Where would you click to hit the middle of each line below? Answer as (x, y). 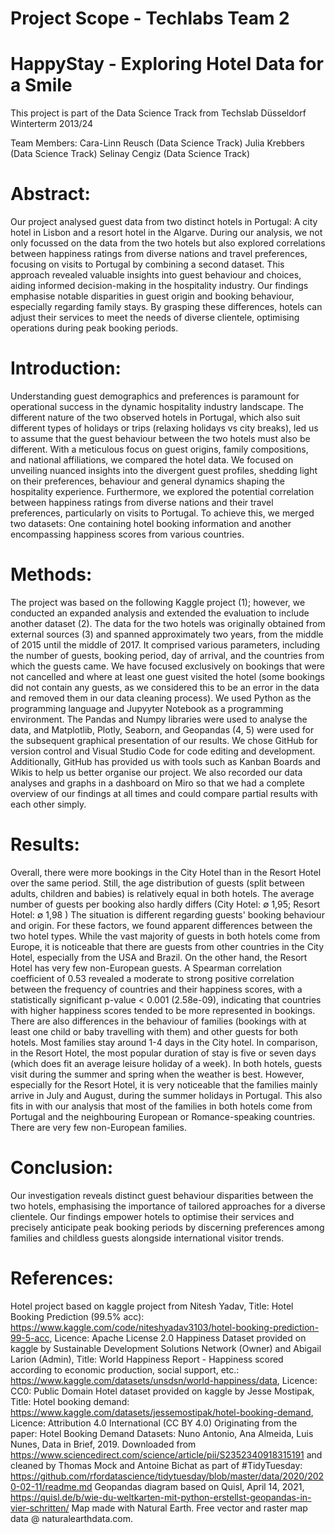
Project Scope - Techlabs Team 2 (150, 18)
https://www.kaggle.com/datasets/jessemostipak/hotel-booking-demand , (162, 1412)
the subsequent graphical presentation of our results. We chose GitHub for (164, 740)
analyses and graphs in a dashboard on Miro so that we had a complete (157, 783)
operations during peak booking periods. (94, 328)
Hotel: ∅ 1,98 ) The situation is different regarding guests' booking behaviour (167, 914)
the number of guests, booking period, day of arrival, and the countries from (167, 655)
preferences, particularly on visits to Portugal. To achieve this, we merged (162, 513)
